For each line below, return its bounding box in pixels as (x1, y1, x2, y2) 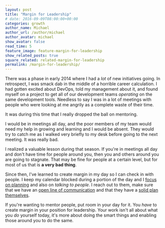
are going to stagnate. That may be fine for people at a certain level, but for (5, 157, 158, 163)
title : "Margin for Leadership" (5, 12, 71, 17)
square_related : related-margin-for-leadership (5, 58, 105, 63)
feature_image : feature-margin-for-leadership (5, 48, 102, 53)
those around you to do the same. (5, 218, 74, 224)
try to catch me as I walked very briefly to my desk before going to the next (5, 131, 158, 137)
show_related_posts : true (5, 53, 58, 58)
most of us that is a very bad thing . (5, 162, 77, 168)
